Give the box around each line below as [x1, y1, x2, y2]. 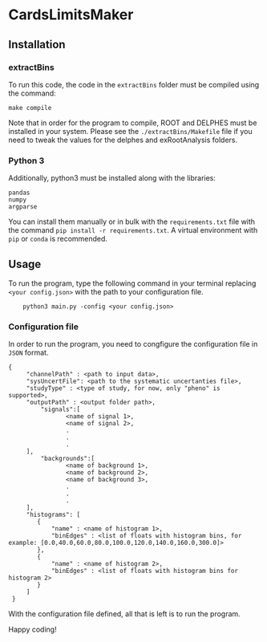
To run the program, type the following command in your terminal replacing [8, 278, 257, 288]
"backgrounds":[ [40, 455, 95, 463]
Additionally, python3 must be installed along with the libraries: [8, 173, 216, 183]
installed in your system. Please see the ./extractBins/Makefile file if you [8, 126, 253, 136]
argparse [8, 203, 38, 211]
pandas [8, 189, 30, 197]
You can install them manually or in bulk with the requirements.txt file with [8, 217, 255, 226]
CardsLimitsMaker [8, 6, 134, 24]
